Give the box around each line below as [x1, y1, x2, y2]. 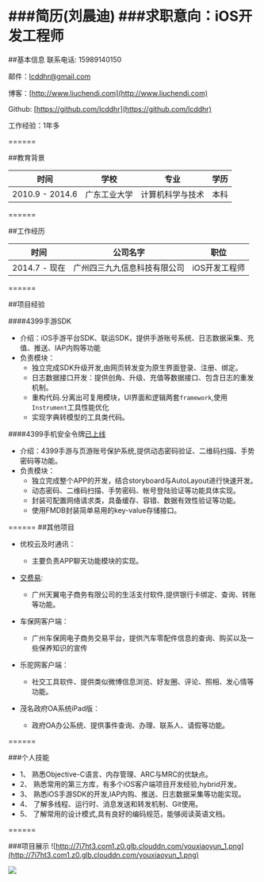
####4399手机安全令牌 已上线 [8, 429, 106, 438]
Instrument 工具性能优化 [31, 402, 109, 412]
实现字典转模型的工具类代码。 [31, 412, 129, 422]
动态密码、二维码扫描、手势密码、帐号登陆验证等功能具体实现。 [31, 485, 240, 495]
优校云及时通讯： [19, 539, 76, 548]
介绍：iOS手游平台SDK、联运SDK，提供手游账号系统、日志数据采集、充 [19, 333, 254, 342]
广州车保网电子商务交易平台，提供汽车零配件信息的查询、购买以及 [31, 633, 247, 643]
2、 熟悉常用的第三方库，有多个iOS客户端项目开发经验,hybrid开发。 [19, 779, 242, 788]
